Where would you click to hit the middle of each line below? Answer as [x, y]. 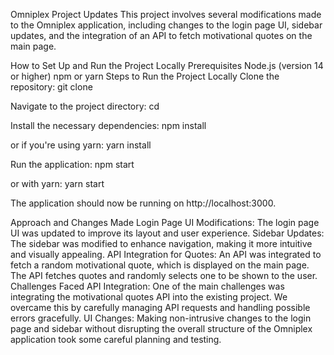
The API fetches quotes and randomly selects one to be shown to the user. [164, 275]
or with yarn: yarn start [57, 183]
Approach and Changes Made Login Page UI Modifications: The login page [165, 222]
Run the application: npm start [72, 164]
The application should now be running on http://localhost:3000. [143, 203]
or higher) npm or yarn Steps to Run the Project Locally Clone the [145, 76]
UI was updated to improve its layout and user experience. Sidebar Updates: [167, 233]
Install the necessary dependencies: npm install [108, 125]
